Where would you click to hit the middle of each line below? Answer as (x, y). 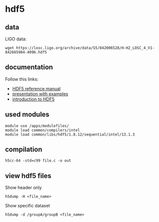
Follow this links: (22, 79)
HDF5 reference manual (36, 88)
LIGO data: (16, 39)
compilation (24, 150)
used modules (27, 115)
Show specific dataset (27, 206)
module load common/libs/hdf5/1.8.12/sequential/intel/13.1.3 (70, 134)
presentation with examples (40, 94)
